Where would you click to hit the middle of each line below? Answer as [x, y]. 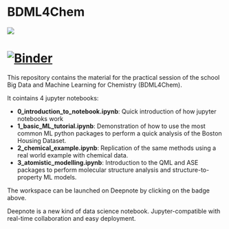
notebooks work [40, 118]
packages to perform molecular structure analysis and [94, 170]
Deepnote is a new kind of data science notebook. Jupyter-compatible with [114, 211]
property [30, 177]
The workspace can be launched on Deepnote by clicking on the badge [108, 190]
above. [17, 197]
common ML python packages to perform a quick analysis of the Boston [119, 133]
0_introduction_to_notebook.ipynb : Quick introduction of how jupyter [117, 111]
